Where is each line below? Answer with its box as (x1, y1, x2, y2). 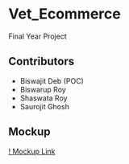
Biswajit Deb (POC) (19, 76, 85, 85)
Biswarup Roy (19, 84, 66, 94)
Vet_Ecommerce (8, 5, 121, 23)
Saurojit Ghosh (19, 101, 70, 111)
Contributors (8, 55, 75, 68)
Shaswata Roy (19, 93, 68, 103)
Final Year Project (8, 31, 67, 41)
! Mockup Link (8, 146, 56, 156)
